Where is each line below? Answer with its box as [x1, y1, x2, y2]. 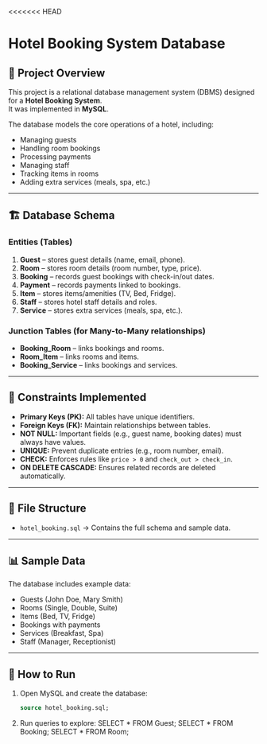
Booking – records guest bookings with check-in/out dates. [19, 271, 215, 281]
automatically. [19, 471, 66, 481]
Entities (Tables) [8, 236, 73, 247]
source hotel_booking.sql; [19, 704, 110, 712]
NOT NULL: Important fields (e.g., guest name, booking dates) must [19, 429, 242, 438]
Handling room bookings [19, 143, 101, 153]
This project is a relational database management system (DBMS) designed [8, 88, 255, 96]
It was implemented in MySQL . [8, 104, 109, 114]
